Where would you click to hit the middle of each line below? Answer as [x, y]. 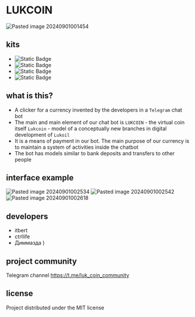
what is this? [30, 96]
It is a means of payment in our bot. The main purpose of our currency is [102, 141]
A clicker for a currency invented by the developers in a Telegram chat [98, 110]
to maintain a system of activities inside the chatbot [76, 147]
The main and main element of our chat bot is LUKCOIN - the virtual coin [100, 122]
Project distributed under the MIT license [55, 308]
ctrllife [22, 236]
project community [41, 261]
